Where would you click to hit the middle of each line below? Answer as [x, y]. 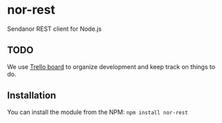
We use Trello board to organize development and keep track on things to [111, 66]
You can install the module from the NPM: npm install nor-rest [98, 112]
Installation [32, 95]
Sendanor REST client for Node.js [54, 29]
